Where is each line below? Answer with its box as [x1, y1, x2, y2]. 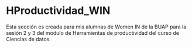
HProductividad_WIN [6, 4, 111, 17]
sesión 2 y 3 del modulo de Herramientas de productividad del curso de [6, 29, 180, 36]
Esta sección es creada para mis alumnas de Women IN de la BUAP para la [6, 23, 187, 30]
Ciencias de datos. [6, 35, 51, 42]
